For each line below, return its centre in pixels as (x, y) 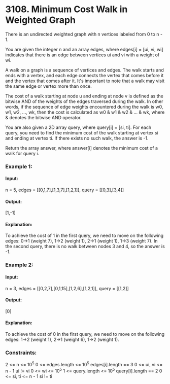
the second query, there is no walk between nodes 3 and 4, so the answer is (85, 247)
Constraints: (21, 353)
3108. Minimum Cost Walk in (66, 9)
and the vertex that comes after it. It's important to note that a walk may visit (85, 81)
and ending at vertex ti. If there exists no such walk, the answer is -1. (77, 138)
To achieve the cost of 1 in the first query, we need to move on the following (84, 236)
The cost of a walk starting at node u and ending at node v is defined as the (84, 96)
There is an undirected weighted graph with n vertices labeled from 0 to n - (84, 34)
